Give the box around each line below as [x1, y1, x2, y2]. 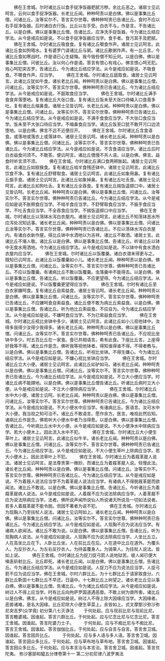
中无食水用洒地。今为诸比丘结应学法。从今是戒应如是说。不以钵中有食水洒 [5, 244, 156, 250]
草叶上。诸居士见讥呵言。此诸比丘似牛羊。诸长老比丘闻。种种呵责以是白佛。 [5, 435, 160, 441]
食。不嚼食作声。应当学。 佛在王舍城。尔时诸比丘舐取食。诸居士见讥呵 [5, 72, 157, 78]
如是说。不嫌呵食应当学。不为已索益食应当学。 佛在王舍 [35, 312, 157, 318]
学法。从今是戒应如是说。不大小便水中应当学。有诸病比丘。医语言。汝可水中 [5, 404, 160, 410]
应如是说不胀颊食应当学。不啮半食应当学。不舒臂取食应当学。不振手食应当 [5, 201, 156, 207]
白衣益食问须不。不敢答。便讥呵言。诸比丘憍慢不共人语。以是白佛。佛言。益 [5, 152, 160, 158]
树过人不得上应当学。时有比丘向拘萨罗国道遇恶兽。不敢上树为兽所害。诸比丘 [5, 589, 160, 595]
